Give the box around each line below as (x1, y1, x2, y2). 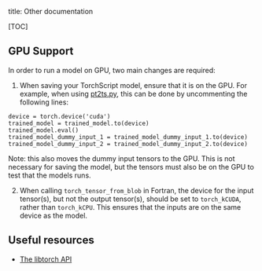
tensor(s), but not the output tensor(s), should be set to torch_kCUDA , (19, 194, 242, 203)
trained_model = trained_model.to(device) (8, 119, 149, 127)
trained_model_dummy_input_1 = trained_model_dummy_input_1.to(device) (8, 133, 248, 141)
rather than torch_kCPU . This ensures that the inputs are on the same (19, 202, 242, 211)
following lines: (19, 97, 69, 107)
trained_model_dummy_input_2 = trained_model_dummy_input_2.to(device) (8, 140, 248, 148)
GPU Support (8, 45, 74, 58)
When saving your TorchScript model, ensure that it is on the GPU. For (19, 80, 248, 90)
